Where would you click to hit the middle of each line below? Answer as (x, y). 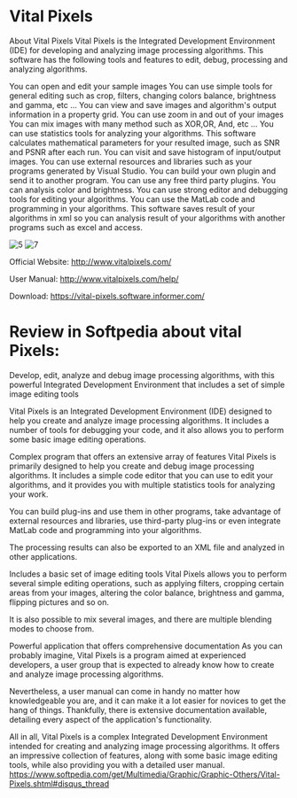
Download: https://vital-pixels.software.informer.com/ (107, 296)
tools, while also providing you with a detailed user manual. (117, 764)
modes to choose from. (52, 628)
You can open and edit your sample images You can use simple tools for (141, 86)
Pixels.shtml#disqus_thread (59, 783)
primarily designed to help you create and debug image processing (132, 466)
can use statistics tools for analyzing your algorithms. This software (133, 133)
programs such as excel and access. (76, 227)
